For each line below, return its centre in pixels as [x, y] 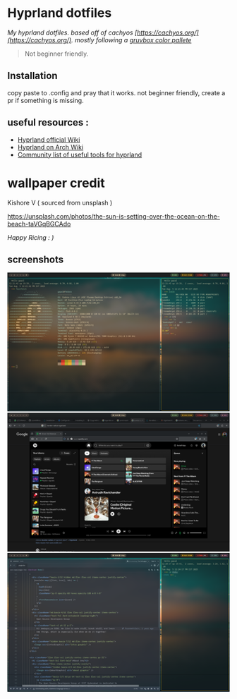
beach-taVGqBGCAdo [39, 224]
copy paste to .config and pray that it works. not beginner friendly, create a [116, 92]
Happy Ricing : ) [31, 237]
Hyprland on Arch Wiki [50, 147]
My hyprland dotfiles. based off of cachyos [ [72, 32]
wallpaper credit [56, 183]
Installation [32, 76]
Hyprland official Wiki [49, 140]
